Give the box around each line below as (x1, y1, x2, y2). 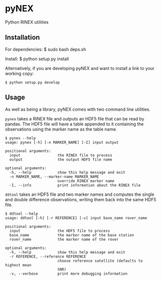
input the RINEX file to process (9, 153, 112, 158)
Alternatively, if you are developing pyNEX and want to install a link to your (5, 65, 155, 71)
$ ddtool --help (5, 211, 38, 216)
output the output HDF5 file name (9, 157, 112, 162)
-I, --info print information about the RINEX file (9, 183, 141, 187)
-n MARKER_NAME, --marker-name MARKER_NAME (9, 174, 99, 179)
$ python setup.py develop (5, 80, 60, 85)
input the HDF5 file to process (9, 228, 110, 233)
